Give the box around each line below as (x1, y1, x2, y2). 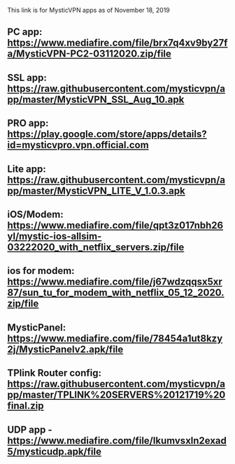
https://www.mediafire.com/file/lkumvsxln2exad (7, 435, 227, 447)
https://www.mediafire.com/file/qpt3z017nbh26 (7, 219, 224, 231)
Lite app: (7, 163, 47, 175)
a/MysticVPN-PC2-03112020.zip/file (7, 48, 171, 60)
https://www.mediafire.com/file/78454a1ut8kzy (7, 332, 223, 345)
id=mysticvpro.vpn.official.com (7, 139, 149, 151)
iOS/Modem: (7, 208, 64, 220)
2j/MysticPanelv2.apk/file (7, 343, 124, 355)
